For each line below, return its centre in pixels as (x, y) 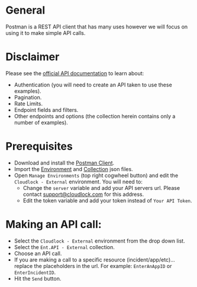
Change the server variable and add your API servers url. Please (101, 188)
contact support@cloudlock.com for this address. (83, 194)
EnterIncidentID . (35, 272)
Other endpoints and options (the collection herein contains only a (95, 116)
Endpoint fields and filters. (46, 109)
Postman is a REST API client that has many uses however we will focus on (97, 27)
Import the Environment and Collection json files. (74, 169)
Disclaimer (33, 57)
